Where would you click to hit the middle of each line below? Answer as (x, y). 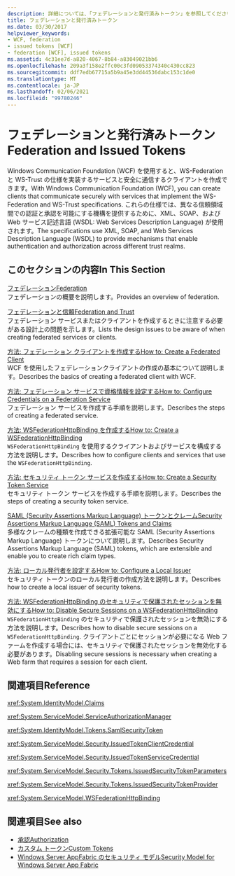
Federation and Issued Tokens (97, 151)
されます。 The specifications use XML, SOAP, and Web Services (100, 230)
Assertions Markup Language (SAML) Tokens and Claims (90, 523)
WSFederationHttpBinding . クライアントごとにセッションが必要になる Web (114, 636)
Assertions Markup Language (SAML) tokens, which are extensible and (109, 548)
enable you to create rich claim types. (62, 556)
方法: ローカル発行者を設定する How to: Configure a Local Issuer (99, 570)
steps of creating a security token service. (68, 501)
